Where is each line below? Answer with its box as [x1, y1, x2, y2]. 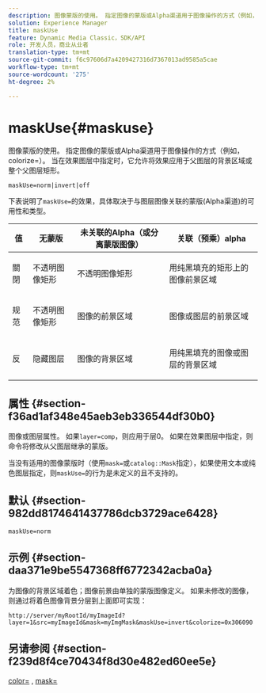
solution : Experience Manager [8, 19, 108, 27]
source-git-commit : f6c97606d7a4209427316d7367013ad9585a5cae [8, 56, 218, 64]
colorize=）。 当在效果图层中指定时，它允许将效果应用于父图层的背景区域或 [8, 156, 253, 166]
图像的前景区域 [77, 310, 133, 322]
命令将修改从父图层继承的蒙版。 [8, 441, 112, 451]
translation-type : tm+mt [8, 48, 90, 56]
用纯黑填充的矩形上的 [169, 262, 249, 273]
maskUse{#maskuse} [8, 119, 154, 137]
